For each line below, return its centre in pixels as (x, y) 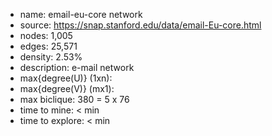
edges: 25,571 (48, 46)
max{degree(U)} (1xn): (66, 78)
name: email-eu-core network (81, 14)
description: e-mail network (77, 67)
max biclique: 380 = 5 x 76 (74, 99)
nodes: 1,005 (46, 35)
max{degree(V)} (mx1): (67, 88)
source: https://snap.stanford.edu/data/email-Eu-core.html (140, 25)
